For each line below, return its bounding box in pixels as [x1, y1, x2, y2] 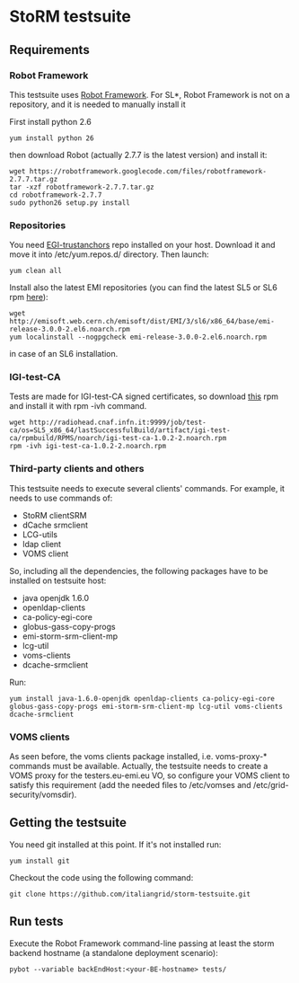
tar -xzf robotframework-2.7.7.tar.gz [9, 182, 154, 191]
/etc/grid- [252, 780, 289, 791]
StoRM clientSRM [22, 509, 87, 520]
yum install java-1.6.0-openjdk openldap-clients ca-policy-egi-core [9, 694, 276, 703]
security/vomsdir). [9, 789, 77, 801]
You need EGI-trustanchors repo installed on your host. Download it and [9, 240, 276, 251]
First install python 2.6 [9, 116, 92, 127]
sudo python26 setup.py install [9, 198, 130, 208]
